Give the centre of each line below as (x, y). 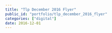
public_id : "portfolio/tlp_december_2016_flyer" (56, 14)
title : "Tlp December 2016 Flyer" (41, 9)
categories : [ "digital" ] (31, 18)
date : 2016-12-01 (23, 23)
